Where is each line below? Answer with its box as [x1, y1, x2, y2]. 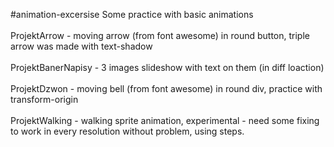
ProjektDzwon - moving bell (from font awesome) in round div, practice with [10, 83, 323, 94]
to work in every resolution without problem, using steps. [10, 125, 245, 137]
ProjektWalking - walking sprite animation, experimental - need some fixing [10, 115, 320, 126]
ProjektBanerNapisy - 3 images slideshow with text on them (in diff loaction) [10, 62, 325, 73]
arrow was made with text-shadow [10, 40, 153, 52]
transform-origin [10, 94, 79, 105]
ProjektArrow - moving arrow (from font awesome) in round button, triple [10, 30, 310, 41]
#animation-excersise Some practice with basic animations [10, 9, 254, 20]
